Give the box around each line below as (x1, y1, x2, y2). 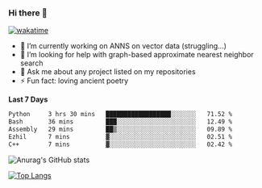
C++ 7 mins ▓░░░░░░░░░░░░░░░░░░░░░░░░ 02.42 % (8, 140, 232, 148)
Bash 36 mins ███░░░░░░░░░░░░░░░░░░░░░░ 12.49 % (8, 118, 232, 126)
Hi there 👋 (8, 7, 48, 19)
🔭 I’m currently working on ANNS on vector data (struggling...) (19, 41, 227, 51)
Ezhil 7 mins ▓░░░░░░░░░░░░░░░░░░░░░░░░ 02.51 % (8, 132, 232, 140)
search (19, 58, 44, 68)
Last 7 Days (8, 94, 48, 104)
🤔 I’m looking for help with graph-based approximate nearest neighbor (19, 50, 254, 60)
